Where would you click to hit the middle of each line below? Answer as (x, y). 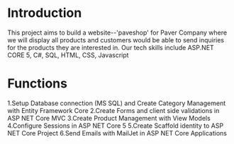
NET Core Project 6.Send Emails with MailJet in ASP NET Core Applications (117, 133)
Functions (37, 84)
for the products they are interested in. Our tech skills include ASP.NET (111, 47)
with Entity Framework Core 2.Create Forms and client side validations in (113, 110)
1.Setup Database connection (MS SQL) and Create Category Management (117, 103)
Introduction (45, 13)
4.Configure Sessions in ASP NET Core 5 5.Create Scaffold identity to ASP (116, 126)
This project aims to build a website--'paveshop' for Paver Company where (117, 32)
